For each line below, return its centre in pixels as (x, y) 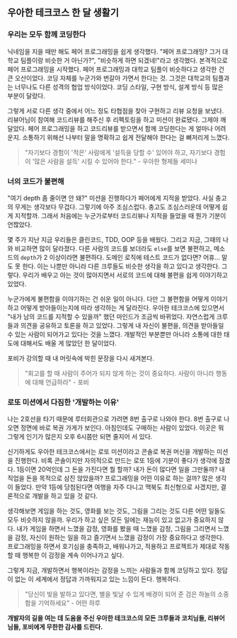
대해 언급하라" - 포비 (61, 382)
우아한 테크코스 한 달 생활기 (63, 13)
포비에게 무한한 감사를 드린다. (63, 627)
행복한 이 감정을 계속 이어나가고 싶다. (73, 555)
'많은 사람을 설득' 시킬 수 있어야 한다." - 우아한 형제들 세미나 (115, 161)
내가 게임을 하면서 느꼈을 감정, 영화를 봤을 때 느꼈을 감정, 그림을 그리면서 (116, 529)
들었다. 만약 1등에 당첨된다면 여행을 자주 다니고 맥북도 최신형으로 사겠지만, (117, 487)
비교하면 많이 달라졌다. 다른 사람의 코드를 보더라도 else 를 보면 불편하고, (113, 248)
